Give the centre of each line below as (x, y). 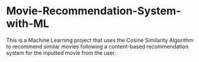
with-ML (28, 24)
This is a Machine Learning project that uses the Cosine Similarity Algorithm (100, 40)
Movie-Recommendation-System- (94, 11)
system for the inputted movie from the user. (61, 52)
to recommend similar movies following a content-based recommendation (97, 46)
